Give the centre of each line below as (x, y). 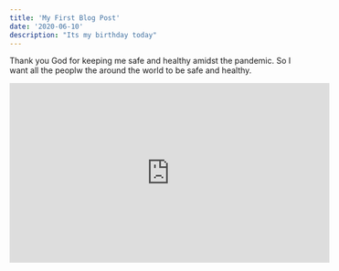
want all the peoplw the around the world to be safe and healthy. (131, 70)
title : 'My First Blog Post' (65, 18)
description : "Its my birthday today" (83, 35)
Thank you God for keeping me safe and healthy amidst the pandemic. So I (150, 61)
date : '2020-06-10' (47, 26)
